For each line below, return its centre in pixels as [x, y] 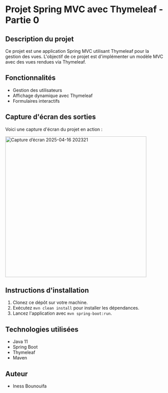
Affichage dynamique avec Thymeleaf [53, 96]
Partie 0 [22, 20]
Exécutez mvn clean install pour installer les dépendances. [76, 308]
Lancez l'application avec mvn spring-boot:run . [62, 313]
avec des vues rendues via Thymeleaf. [46, 62]
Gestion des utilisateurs [37, 90]
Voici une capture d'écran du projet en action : [54, 129]
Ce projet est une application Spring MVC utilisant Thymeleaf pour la [77, 51]
